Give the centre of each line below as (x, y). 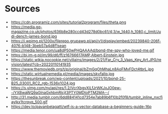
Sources (23, 9)
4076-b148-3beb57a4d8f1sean (39, 45)
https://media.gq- (27, 27)
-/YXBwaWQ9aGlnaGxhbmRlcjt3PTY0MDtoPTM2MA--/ (60, 92)
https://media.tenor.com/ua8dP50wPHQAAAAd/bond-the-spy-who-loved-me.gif (83, 50)
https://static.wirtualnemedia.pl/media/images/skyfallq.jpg (63, 74)
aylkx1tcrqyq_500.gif (30, 102)
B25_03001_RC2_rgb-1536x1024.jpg (43, 83)
